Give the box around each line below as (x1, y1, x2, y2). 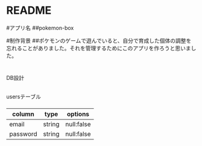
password (9, 130, 37, 138)
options (67, 110, 89, 118)
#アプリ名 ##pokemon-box (6, 24, 74, 31)
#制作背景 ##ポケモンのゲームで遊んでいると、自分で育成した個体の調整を (6, 37, 192, 44)
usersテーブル (6, 93, 41, 100)
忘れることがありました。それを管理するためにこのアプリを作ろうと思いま (6, 44, 191, 52)
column (11, 110, 34, 118)
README (6, 4, 52, 17)
